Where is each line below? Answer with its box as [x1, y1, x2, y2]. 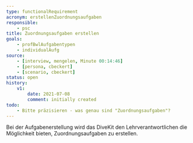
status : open [6, 74, 38, 80]
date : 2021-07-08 [27, 91, 70, 97]
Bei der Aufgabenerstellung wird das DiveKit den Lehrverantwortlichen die [6, 123, 188, 131]
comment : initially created [27, 96, 96, 102]
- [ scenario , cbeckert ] [17, 69, 76, 75]
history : [6, 80, 28, 86]
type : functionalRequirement [6, 8, 78, 15]
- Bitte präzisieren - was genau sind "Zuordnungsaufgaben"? [17, 108, 171, 113]
